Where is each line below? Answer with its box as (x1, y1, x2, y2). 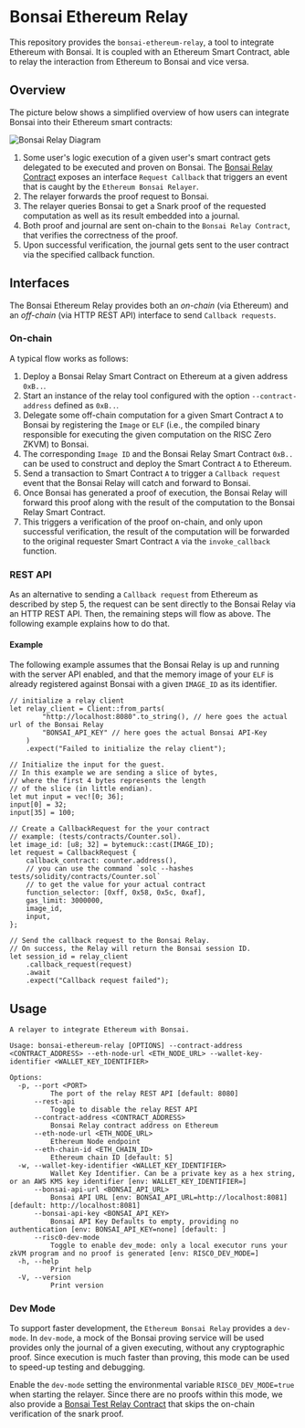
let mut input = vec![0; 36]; (9, 792, 125, 801)
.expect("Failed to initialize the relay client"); (26, 745, 226, 754)
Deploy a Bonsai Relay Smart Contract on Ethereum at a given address (22, 370, 289, 381)
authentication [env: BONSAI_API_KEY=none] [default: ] (9, 1225, 226, 1234)
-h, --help (17, 1257, 59, 1266)
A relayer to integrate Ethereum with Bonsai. (9, 1025, 190, 1034)
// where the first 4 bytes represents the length (9, 777, 206, 786)
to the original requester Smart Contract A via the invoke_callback (22, 535, 271, 546)
